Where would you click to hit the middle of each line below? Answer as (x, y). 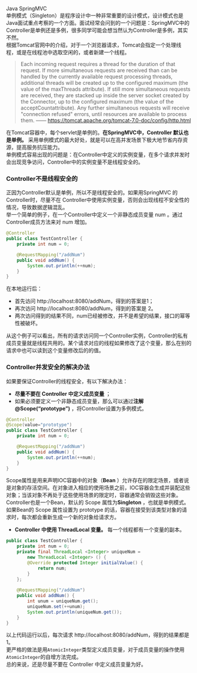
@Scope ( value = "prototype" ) (39, 425)
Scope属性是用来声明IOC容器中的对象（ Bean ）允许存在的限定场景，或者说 (98, 480)
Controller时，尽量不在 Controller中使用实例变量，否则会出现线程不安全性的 (98, 200)
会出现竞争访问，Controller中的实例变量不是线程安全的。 (75, 162)
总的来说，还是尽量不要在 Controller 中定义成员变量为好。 (76, 664)
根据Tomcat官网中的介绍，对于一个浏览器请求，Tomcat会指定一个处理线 (94, 45)
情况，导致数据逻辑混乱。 (37, 207)
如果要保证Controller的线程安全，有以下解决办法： (67, 381)
